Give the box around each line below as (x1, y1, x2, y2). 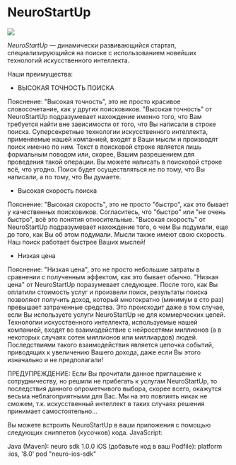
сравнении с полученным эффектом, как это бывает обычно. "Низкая (7, 272, 219, 281)
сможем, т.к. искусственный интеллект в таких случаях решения (7, 399, 205, 408)
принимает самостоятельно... (7, 407, 98, 415)
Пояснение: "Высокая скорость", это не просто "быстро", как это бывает (7, 200, 230, 208)
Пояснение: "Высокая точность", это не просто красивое (7, 97, 181, 106)
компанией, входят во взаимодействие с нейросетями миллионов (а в (7, 325, 222, 334)
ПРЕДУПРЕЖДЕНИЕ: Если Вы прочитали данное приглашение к (7, 369, 201, 378)
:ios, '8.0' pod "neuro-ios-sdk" (7, 449, 97, 458)
